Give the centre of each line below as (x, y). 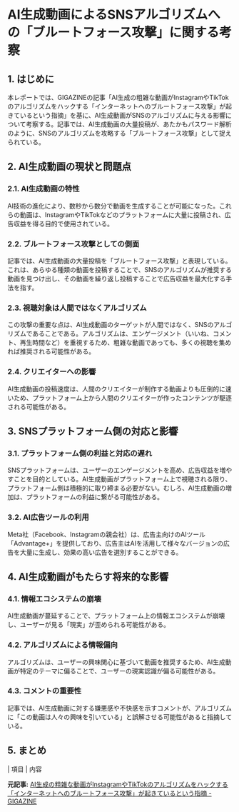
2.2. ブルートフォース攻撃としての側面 (73, 244)
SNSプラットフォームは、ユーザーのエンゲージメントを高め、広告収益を (113, 470)
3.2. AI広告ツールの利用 (48, 517)
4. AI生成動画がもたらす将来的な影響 (88, 577)
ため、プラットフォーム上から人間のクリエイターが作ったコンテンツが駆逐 (123, 398)
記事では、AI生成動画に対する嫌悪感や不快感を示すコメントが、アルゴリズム (119, 708)
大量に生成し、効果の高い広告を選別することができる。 (101, 552)
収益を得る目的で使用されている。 (63, 224)
